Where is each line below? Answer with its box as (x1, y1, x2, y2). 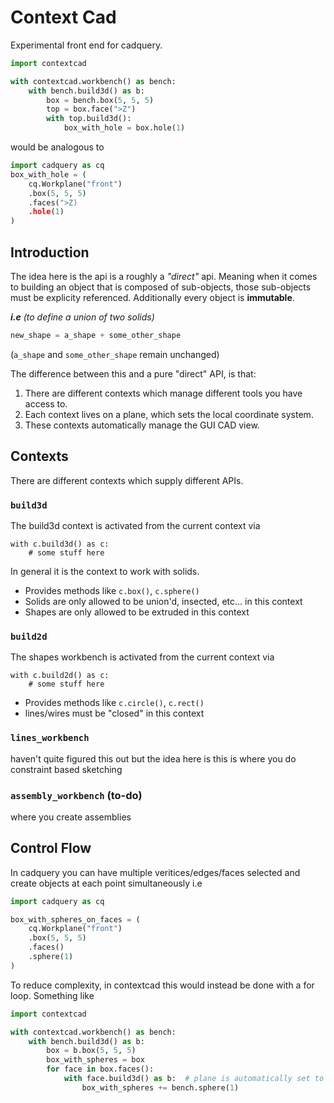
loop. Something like (10, 989, 95, 1001)
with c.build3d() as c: (10, 539, 110, 549)
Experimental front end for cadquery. (10, 39, 163, 51)
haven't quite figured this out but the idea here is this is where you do (10, 752, 297, 765)
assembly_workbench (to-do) (10, 788, 143, 802)
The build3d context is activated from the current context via (10, 519, 261, 531)
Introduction (10, 244, 90, 261)
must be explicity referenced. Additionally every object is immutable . (10, 292, 295, 303)
